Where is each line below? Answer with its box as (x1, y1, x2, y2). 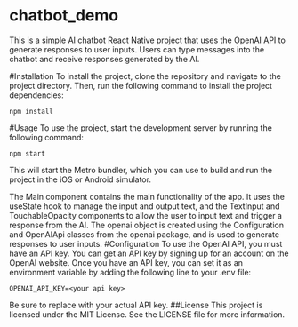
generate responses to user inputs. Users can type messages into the (9, 44, 265, 54)
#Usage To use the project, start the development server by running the (9, 122, 273, 133)
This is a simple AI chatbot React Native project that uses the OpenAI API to (9, 35, 286, 45)
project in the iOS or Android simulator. (9, 174, 151, 185)
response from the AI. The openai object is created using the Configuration (9, 219, 285, 230)
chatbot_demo (9, 5, 118, 26)
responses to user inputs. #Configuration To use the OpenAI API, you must (9, 238, 283, 249)
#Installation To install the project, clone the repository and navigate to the (9, 70, 282, 81)
